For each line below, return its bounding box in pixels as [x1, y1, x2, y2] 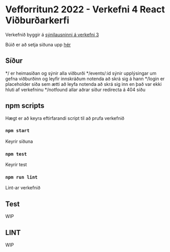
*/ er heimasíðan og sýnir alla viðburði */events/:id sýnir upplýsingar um [5, 70, 157, 76]
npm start [5, 128, 30, 134]
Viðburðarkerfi [5, 14, 70, 26]
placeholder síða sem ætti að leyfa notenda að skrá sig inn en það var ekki [5, 81, 162, 87]
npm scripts [5, 101, 45, 110]
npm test [5, 151, 27, 157]
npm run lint [5, 174, 38, 181]
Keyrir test [5, 161, 27, 168]
